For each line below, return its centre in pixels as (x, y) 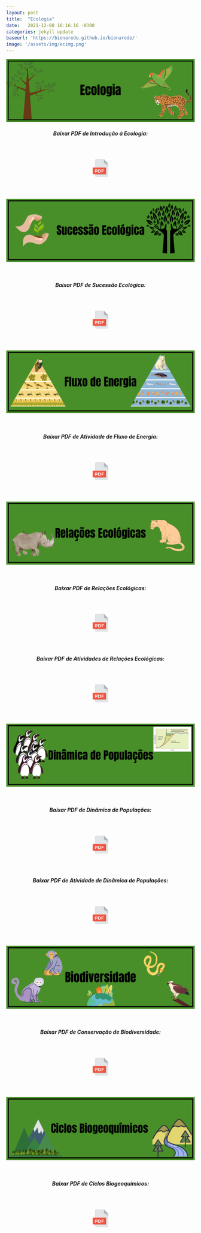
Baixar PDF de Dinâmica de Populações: (100, 810)
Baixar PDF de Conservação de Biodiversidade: (100, 1032)
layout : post (22, 13)
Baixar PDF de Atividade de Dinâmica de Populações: (100, 881)
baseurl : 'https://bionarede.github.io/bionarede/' (72, 38)
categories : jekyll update (40, 32)
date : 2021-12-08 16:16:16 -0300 (51, 25)
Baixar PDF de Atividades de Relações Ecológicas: (100, 659)
